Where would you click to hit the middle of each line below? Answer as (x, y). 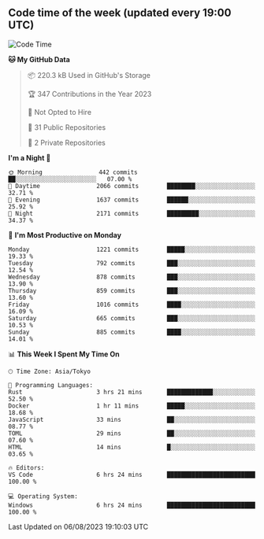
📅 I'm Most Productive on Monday (65, 234)
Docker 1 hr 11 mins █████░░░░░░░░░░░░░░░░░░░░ (132, 406)
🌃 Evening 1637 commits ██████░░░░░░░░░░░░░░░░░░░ (132, 200)
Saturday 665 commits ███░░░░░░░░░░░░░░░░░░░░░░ (132, 318)
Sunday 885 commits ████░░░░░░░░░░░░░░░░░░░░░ (132, 332)
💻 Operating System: (43, 496)
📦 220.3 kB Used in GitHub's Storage (89, 75)
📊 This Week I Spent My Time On (64, 354)
